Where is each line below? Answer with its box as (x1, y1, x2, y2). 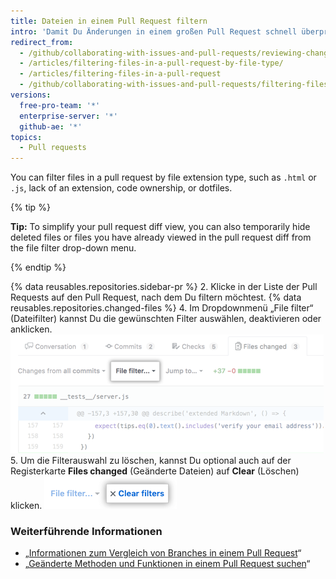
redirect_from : (10, 37, 74, 47)
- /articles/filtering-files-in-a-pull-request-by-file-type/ (19, 58, 284, 69)
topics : (10, 132, 43, 142)
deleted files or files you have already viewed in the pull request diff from (10, 231, 312, 244)
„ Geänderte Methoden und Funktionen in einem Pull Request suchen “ (24, 558, 311, 570)
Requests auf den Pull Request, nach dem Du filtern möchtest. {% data (10, 291, 302, 304)
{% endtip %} (10, 261, 67, 274)
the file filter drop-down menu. (10, 242, 137, 254)
